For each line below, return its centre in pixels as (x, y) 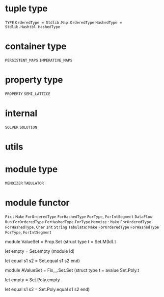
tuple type (27, 9)
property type (34, 80)
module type (31, 169)
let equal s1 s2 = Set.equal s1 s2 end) (42, 261)
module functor (37, 203)
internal (21, 113)
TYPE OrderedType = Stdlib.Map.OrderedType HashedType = (64, 23)
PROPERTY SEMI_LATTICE (28, 94)
